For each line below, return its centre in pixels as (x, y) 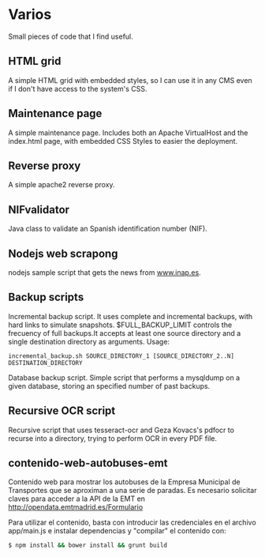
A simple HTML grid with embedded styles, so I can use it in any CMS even (130, 80)
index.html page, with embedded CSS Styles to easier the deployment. (123, 141)
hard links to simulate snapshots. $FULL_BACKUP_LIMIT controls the (120, 325)
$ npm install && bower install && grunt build (88, 546)
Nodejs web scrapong (63, 253)
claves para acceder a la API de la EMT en (77, 499)
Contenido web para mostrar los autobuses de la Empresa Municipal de (124, 482)
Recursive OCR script (62, 411)
